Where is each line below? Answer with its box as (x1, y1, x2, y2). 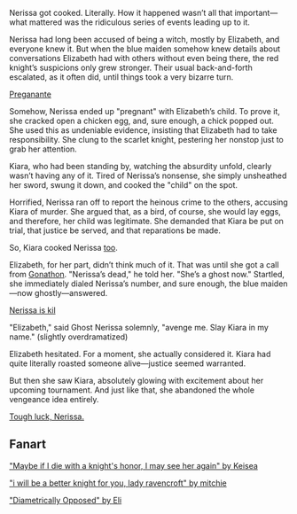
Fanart (9, 437, 47, 452)
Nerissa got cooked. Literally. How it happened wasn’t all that (9, 8, 233, 18)
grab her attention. (9, 144, 77, 154)
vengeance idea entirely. (9, 394, 99, 404)
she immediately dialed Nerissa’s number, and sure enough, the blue (9, 278, 259, 289)
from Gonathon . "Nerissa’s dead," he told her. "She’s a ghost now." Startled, (9, 269, 285, 279)
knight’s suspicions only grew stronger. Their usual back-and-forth (9, 62, 253, 73)
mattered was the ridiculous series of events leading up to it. (29, 17, 251, 27)
